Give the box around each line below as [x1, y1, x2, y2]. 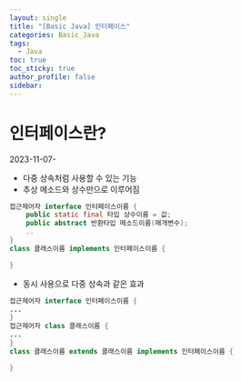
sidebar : [9, 81, 43, 90]
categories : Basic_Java [9, 30, 100, 39]
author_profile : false [9, 73, 95, 82]
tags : [9, 38, 30, 48]
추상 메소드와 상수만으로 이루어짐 [22, 184, 140, 195]
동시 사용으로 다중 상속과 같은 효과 [22, 278, 145, 289]
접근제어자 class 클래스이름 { [9, 322, 109, 331]
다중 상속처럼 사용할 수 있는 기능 [22, 172, 137, 183]
